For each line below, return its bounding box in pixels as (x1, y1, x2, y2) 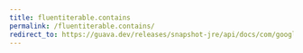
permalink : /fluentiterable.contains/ (9, 22, 155, 31)
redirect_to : (9, 30, 59, 39)
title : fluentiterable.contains (9, 13, 131, 22)
